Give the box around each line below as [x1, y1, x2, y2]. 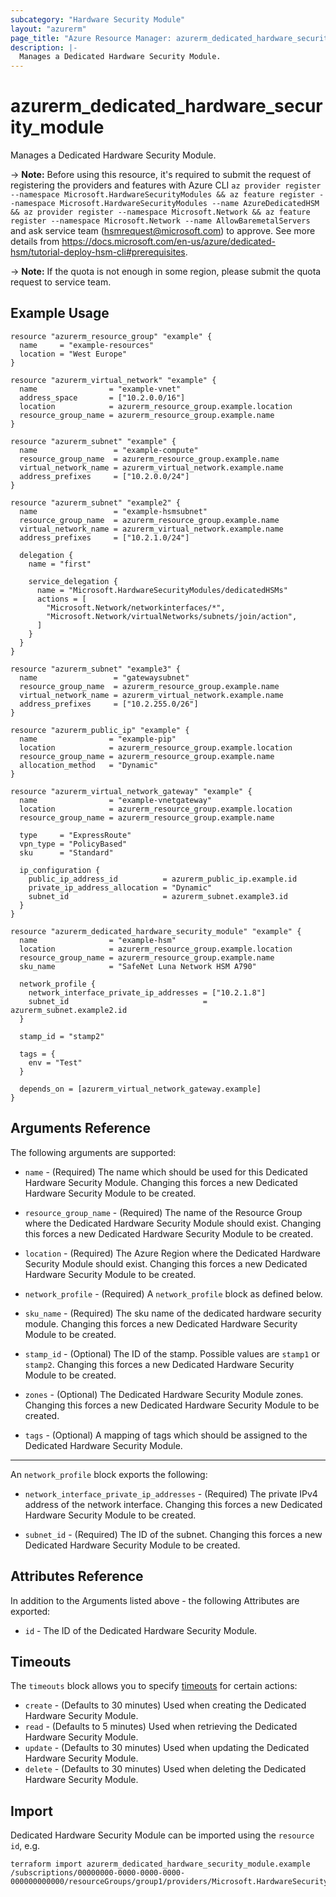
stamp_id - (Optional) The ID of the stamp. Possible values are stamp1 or [24, 1347, 320, 1360]
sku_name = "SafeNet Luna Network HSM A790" [19, 961, 257, 971]
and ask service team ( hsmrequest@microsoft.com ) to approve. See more [10, 225, 316, 237]
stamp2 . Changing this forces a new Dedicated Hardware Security [24, 1358, 295, 1370]
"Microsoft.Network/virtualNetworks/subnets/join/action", [46, 611, 298, 621]
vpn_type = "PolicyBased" [19, 839, 128, 849]
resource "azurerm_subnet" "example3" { [10, 664, 182, 674]
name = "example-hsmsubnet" [19, 506, 208, 516]
